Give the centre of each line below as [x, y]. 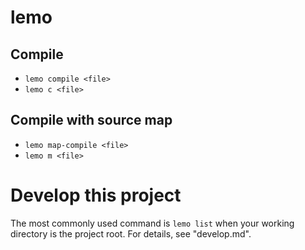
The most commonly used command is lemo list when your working [152, 223]
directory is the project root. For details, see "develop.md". [131, 233]
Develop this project [96, 195]
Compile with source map [91, 120]
